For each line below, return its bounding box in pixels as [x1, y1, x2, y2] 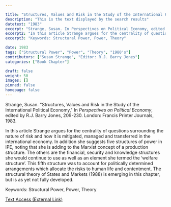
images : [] [5, 78, 28, 83]
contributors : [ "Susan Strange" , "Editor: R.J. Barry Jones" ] [5, 54, 140, 59]
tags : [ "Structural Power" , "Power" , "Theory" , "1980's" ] [5, 50, 131, 55]
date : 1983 [5, 45, 28, 50]
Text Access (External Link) [5, 196, 63, 202]
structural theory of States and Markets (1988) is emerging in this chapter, [5, 171, 160, 177]
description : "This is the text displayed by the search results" [5, 16, 149, 22]
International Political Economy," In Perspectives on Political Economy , [5, 107, 153, 113]
